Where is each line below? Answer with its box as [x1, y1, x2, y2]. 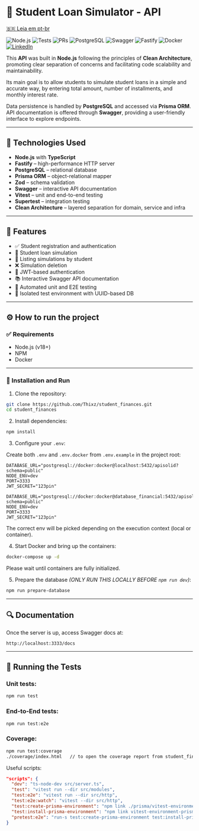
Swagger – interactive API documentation [14, 185, 117, 192]
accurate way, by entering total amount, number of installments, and [6, 85, 173, 92]
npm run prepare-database [6, 588, 70, 594]
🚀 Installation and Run [6, 376, 70, 385]
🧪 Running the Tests [6, 662, 82, 672]
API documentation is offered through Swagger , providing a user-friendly [6, 109, 185, 116]
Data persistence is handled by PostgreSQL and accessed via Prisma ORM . [6, 102, 191, 109]
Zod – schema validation [14, 179, 75, 186]
